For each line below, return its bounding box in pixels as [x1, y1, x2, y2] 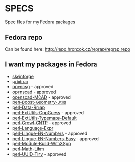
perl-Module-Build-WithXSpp [12, 141, 71, 146]
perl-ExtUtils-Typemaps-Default [12, 115, 77, 121]
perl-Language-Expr [12, 125, 54, 131]
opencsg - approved [12, 83, 54, 89]
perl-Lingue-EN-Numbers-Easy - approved [12, 135, 99, 142]
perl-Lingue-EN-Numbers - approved [12, 130, 88, 136]
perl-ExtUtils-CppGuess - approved [12, 109, 84, 115]
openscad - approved [12, 89, 56, 95]
